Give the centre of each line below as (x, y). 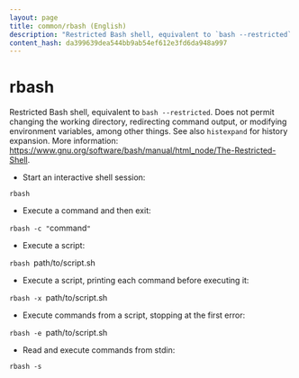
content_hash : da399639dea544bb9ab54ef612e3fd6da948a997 (118, 43)
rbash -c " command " (50, 228)
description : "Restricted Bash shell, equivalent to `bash (122, 34)
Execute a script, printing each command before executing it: (136, 281)
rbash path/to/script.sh (53, 263)
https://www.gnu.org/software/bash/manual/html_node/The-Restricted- (143, 150)
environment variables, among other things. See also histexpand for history (149, 131)
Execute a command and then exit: (86, 211)
